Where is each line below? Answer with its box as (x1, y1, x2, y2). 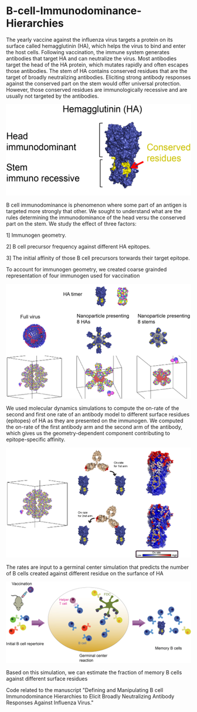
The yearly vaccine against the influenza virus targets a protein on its (6, 36, 173, 43)
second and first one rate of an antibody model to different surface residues (6, 410, 190, 418)
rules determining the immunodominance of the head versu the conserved (6, 214, 186, 221)
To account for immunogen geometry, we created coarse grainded (6, 266, 167, 273)
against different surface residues (6, 675, 88, 682)
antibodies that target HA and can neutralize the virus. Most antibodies (6, 55, 177, 62)
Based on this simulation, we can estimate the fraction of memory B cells (6, 668, 182, 675)
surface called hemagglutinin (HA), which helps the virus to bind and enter (6, 42, 186, 49)
